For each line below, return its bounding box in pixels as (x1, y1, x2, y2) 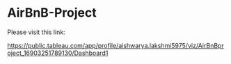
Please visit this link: (7, 28, 65, 36)
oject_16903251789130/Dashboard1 (7, 49, 109, 57)
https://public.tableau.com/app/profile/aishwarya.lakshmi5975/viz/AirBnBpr (7, 41, 224, 49)
